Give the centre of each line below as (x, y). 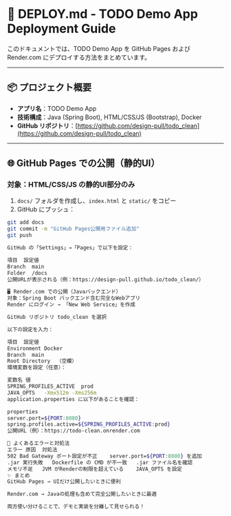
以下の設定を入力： (30, 329)
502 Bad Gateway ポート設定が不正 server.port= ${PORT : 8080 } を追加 (104, 456)
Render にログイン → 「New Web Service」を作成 (71, 305)
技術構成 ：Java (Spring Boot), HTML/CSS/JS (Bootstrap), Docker (109, 117)
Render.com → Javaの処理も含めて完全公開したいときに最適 (82, 494)
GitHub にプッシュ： (46, 209)
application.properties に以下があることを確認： (73, 399)
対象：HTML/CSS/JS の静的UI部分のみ (71, 185)
